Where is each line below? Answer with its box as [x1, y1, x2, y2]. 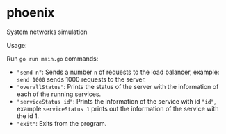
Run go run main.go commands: [6, 54, 99, 63]
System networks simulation [6, 28, 88, 36]
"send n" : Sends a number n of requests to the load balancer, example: [16, 68, 220, 76]
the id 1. [16, 112, 40, 120]
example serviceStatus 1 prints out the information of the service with [16, 104, 219, 113]
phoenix [6, 5, 55, 21]
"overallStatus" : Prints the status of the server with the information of [16, 82, 219, 90]
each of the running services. [16, 90, 102, 98]
